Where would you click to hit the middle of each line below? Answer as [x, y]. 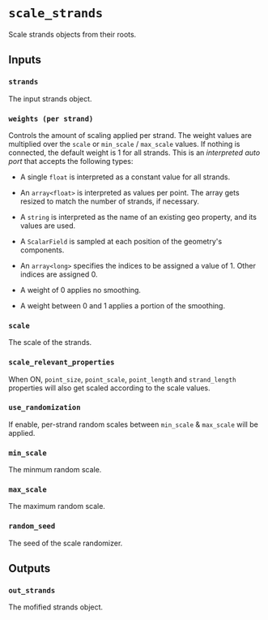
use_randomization [45, 408]
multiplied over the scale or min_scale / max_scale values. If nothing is [124, 144]
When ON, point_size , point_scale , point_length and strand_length [122, 379]
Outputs [30, 568]
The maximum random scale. [57, 506]
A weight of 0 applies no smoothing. [81, 290]
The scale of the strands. [50, 342]
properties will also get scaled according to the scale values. [109, 388]
